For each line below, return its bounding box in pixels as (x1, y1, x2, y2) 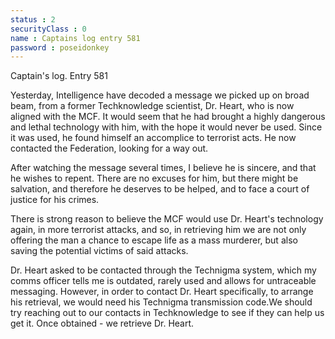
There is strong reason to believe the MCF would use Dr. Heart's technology (10, 213, 324, 225)
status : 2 (10, 14, 56, 25)
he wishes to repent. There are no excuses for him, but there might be (10, 172, 299, 185)
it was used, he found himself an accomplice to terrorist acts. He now (10, 132, 297, 144)
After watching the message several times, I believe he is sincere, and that (10, 162, 317, 174)
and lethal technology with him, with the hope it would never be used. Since (10, 121, 323, 133)
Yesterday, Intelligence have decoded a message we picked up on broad (10, 89, 310, 101)
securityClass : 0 (10, 24, 87, 34)
